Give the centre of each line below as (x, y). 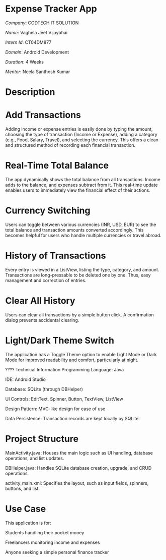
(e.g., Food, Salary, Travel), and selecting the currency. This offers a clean (82, 140)
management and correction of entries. (46, 280)
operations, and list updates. (35, 458)
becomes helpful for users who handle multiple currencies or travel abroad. (84, 235)
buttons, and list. (23, 488)
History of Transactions (56, 256)
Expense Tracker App (51, 9)
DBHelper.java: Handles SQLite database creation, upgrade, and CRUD (78, 468)
